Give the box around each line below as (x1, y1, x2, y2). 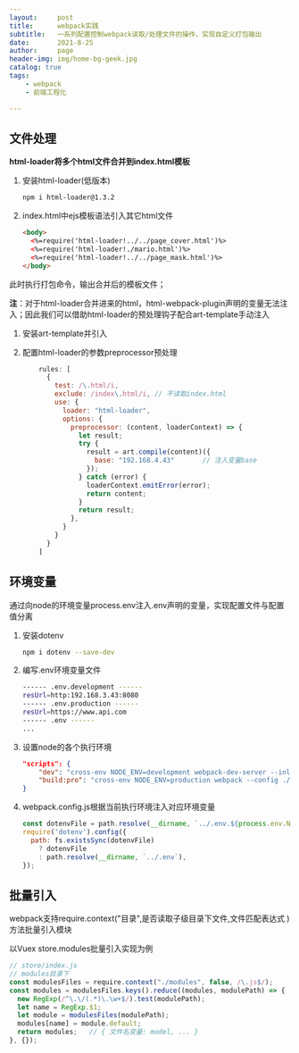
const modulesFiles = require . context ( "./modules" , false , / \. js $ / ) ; (9, 977, 274, 987)
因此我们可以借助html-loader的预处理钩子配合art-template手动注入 (24, 309, 270, 320)
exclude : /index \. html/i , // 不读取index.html (54, 389, 227, 398)
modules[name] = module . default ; (17, 1019, 142, 1028)
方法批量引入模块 (9, 924, 72, 935)
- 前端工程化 (25, 88, 67, 96)
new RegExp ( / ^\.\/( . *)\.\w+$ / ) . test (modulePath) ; (17, 994, 205, 1003)
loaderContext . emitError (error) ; (86, 481, 212, 489)
